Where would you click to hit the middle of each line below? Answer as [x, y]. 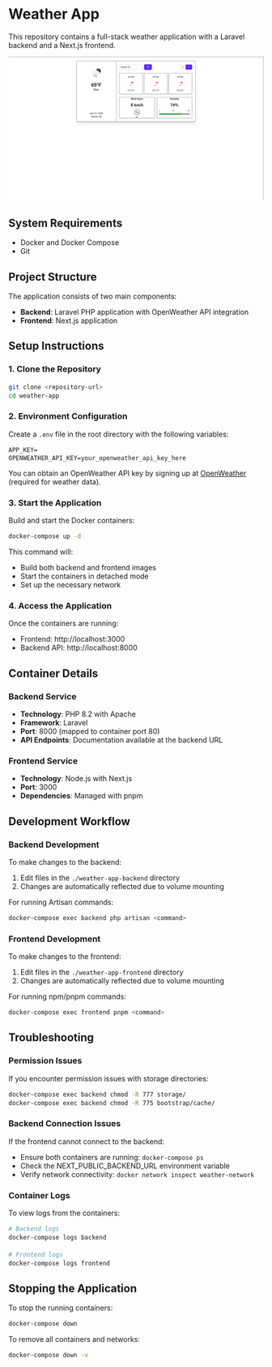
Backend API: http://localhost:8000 [79, 648]
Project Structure [53, 277]
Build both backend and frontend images [88, 567]
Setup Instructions [56, 346]
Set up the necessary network [70, 584]
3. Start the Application [55, 502]
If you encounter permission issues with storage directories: [108, 1078]
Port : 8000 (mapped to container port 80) [90, 731]
